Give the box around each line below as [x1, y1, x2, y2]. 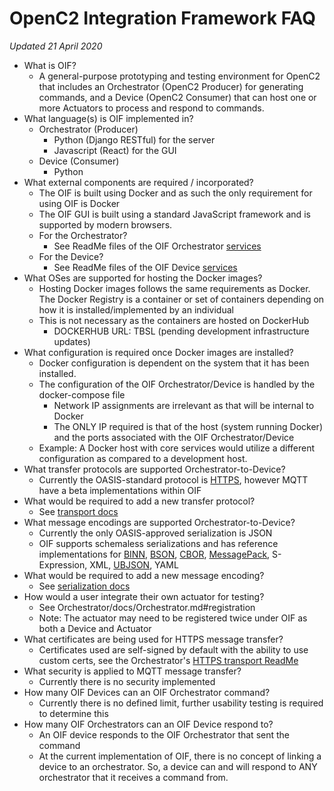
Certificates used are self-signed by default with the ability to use [38, 643, 309, 656]
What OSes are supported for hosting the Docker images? [23, 272, 263, 284]
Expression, [38, 558, 88, 571]
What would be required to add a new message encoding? [23, 569, 265, 581]
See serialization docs [38, 580, 131, 592]
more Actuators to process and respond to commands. [38, 102, 265, 114]
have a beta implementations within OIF [38, 484, 202, 496]
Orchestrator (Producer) [38, 123, 139, 135]
